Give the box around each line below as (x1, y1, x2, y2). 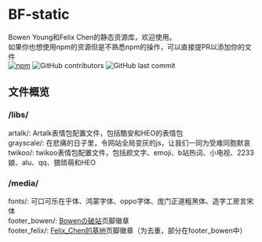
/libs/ (8, 110, 29, 121)
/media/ (8, 178, 39, 189)
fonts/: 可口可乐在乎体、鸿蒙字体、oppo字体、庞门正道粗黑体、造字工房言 (8, 196, 247, 205)
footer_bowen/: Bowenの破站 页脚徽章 (8, 215, 129, 225)
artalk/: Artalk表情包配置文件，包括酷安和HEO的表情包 (8, 128, 184, 138)
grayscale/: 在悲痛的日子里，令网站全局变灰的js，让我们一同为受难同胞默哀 (8, 138, 251, 147)
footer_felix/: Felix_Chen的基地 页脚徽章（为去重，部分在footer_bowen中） (8, 226, 247, 235)
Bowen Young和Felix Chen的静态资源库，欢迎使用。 (8, 32, 176, 42)
